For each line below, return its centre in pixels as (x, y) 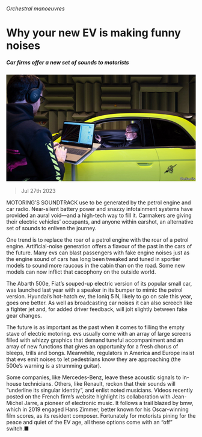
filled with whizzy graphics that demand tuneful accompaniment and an (95, 340)
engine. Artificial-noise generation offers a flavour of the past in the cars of (99, 247)
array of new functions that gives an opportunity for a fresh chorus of (92, 347)
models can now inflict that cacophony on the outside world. (81, 272)
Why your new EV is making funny (94, 33)
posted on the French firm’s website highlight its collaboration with (89, 397)
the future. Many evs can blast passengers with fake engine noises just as (98, 253)
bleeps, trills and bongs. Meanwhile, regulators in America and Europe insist (100, 353)
